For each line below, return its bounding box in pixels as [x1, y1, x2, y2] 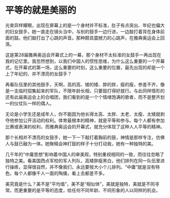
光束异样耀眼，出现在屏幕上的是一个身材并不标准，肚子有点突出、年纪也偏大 [5, 22, 165, 28]
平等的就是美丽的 [5, 5, 77, 16]
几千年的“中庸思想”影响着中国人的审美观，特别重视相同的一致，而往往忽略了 [5, 151, 164, 157]
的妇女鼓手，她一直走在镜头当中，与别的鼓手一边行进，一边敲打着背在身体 [5, 28, 160, 34]
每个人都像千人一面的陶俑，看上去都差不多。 [14, 170, 107, 176]
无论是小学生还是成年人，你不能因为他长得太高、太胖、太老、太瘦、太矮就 [5, 111, 160, 117]
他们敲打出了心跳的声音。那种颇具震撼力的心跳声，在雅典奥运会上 [22, 35, 160, 41]
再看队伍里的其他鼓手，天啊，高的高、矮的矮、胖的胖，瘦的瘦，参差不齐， [5, 81, 160, 87]
